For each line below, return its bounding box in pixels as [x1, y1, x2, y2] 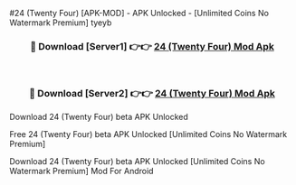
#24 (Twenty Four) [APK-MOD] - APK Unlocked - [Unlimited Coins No [9, 8, 270, 18]
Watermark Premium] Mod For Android [9, 165, 154, 176]
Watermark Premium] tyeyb [9, 17, 112, 28]
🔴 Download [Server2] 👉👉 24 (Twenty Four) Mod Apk [28, 88, 276, 100]
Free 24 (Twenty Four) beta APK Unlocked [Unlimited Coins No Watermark [9, 128, 288, 139]
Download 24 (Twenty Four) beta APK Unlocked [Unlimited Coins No [9, 155, 265, 166]
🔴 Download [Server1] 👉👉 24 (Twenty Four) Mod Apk [30, 40, 274, 52]
